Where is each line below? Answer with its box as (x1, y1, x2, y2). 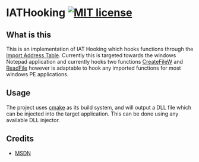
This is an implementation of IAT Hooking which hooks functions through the (6, 45, 194, 52)
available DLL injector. (6, 116, 61, 123)
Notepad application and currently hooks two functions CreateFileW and (6, 58, 183, 65)
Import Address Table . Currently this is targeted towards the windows (6, 52, 176, 59)
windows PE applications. (6, 71, 69, 77)
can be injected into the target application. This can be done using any (6, 110, 179, 117)
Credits (6, 134, 34, 144)
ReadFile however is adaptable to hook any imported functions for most (6, 64, 181, 71)
